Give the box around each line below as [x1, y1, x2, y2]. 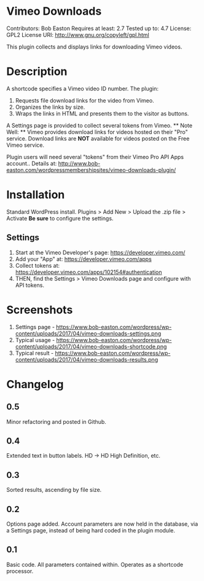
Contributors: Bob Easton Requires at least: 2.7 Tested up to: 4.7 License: [6, 25, 192, 32]
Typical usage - [15, 336, 55, 343]
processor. [6, 567, 34, 575]
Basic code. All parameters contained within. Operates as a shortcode [6, 561, 184, 568]
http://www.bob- [58, 160, 101, 167]
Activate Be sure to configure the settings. [6, 214, 114, 222]
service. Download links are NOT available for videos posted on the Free [6, 135, 190, 142]
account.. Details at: [6, 160, 57, 167]
